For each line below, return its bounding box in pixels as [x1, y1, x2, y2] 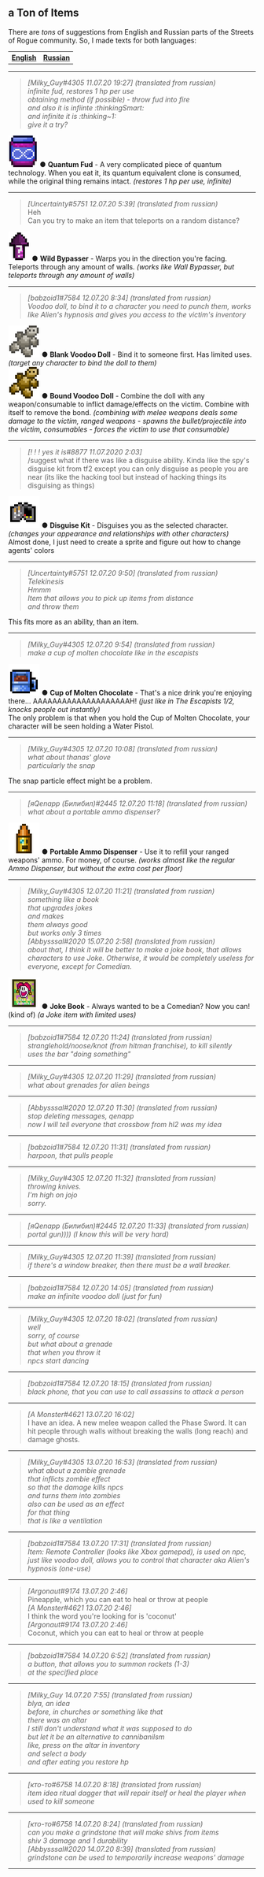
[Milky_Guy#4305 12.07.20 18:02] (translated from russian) [27, 1314, 218, 1323]
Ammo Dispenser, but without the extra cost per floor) [8, 863, 183, 873]
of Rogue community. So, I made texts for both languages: [8, 35, 196, 45]
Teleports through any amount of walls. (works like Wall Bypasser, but [8, 262, 235, 271]
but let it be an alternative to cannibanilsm [27, 1732, 165, 1742]
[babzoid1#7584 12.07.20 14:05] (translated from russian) [27, 1283, 214, 1293]
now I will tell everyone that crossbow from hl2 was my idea [27, 1119, 222, 1129]
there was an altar [27, 1715, 88, 1724]
